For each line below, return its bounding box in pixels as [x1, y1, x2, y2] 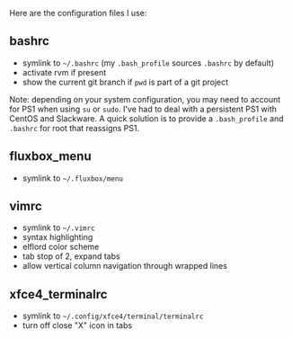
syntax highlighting [22, 232, 93, 243]
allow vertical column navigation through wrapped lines [22, 261, 227, 271]
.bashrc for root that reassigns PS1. [9, 122, 140, 133]
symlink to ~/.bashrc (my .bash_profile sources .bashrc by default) [22, 58, 275, 68]
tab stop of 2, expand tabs [22, 251, 120, 262]
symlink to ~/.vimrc [22, 222, 96, 233]
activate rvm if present [22, 67, 107, 77]
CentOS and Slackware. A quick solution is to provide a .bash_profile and [9, 112, 285, 124]
